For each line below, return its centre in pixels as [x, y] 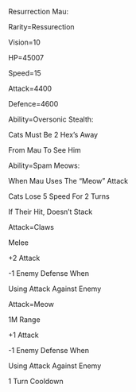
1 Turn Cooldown [36, 381]
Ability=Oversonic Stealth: [51, 119]
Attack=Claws [31, 227]
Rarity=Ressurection [41, 27]
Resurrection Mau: [39, 12]
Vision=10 [25, 42]
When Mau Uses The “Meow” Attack [68, 181]
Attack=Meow [31, 304]
